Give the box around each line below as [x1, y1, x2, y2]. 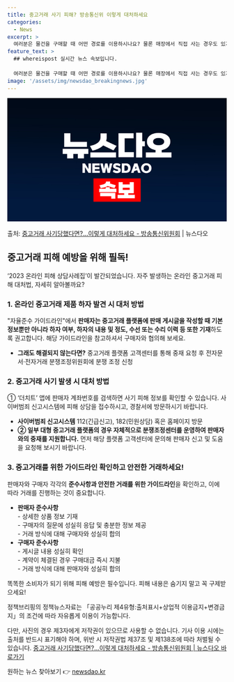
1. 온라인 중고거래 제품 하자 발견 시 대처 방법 [7, 299, 144, 309]
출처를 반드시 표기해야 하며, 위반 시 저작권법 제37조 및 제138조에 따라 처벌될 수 [7, 635, 221, 643]
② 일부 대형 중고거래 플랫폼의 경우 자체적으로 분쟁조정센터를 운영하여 [17, 426, 207, 434]
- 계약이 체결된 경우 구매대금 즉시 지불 [17, 555, 120, 564]
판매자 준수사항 [17, 503, 59, 512]
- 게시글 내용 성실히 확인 [17, 547, 84, 555]
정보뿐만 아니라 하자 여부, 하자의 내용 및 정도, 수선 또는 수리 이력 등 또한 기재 [7, 325, 211, 334]
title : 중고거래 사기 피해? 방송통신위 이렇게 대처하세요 [7, 11, 148, 18]
